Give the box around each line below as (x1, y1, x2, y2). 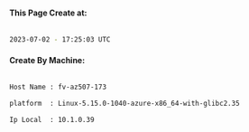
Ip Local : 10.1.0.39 (9, 116, 95, 125)
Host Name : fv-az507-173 (9, 82, 106, 92)
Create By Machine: (9, 54, 86, 65)
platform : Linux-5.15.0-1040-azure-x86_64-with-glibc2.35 (9, 99, 241, 108)
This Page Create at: (9, 7, 88, 18)
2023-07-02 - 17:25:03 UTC (9, 35, 111, 44)
